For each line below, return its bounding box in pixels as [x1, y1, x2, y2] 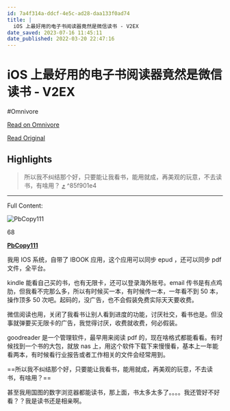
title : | [7, 16, 32, 23]
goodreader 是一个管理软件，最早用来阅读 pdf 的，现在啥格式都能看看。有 [7, 333, 217, 341]
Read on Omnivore [7, 121, 60, 129]
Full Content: [7, 201, 43, 210]
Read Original [7, 134, 46, 142]
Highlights [7, 153, 53, 165]
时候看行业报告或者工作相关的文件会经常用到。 [36, 350, 169, 358]
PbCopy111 [7, 241, 38, 249]
